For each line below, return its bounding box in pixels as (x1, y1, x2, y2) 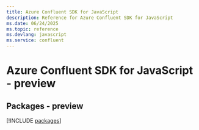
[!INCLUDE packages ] (6, 117, 62, 124)
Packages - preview (6, 101, 84, 111)
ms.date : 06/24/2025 (6, 20, 59, 26)
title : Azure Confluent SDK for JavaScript (6, 9, 119, 15)
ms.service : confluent (6, 37, 64, 43)
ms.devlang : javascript (6, 32, 67, 38)
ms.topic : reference (6, 26, 59, 32)
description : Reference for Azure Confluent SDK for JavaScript (6, 15, 173, 21)
